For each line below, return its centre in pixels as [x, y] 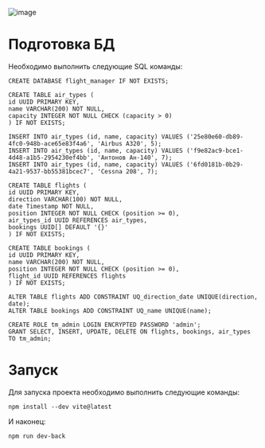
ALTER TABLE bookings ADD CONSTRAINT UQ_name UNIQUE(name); [110, 310]
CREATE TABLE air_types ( [51, 95]
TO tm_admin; [30, 338]
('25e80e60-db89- [215, 136]
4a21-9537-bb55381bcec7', [51, 171]
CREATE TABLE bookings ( [49, 248]
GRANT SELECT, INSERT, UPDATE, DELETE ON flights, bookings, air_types [129, 331]
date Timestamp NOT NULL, [51, 206]
